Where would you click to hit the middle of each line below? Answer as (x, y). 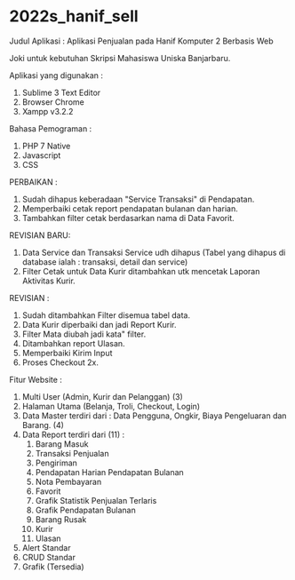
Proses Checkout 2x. (60, 362)
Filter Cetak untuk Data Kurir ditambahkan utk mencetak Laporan (141, 271)
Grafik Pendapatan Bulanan (85, 510)
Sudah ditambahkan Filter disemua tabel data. (106, 315)
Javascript (41, 155)
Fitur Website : (36, 379)
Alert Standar (46, 547)
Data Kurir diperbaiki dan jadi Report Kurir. (99, 324)
